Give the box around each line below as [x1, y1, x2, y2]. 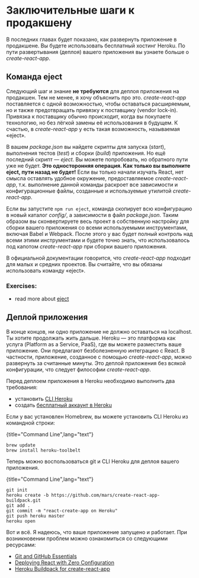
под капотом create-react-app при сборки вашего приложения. [6, 242, 167, 250]
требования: [6, 384, 38, 391]
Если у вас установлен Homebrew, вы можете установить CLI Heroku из [6, 413, 188, 420]
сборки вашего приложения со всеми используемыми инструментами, [6, 223, 188, 231]
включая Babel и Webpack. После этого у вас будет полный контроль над [6, 230, 193, 237]
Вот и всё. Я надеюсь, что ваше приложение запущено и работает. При [6, 528, 188, 535]
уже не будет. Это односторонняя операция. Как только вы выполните [6, 162, 191, 169]
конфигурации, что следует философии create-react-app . [6, 366, 151, 373]
